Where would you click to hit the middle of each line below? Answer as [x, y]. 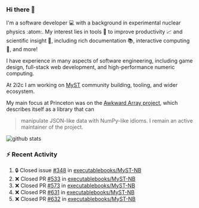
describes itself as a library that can [50, 109]
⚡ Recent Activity [32, 154]
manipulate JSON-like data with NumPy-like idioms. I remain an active [107, 121]
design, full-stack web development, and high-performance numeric [91, 67]
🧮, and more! [22, 49]
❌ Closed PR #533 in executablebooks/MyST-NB [75, 179]
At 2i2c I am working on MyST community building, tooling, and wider [92, 85]
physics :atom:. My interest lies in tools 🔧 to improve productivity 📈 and [94, 32]
